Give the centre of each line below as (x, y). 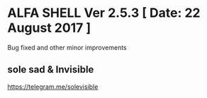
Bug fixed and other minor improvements (67, 47)
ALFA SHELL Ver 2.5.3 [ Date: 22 (104, 13)
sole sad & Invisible (51, 69)
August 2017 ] (49, 28)
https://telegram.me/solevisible (53, 87)
